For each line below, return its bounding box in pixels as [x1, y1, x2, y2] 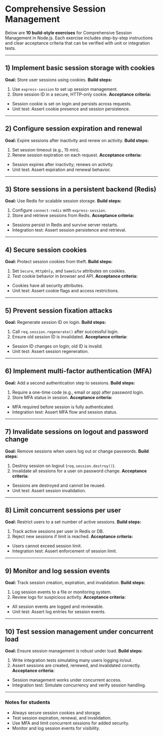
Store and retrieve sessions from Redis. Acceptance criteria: [12, 213, 134, 218]
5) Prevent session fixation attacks [5, 306, 113, 315]
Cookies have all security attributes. [12, 283, 84, 288]
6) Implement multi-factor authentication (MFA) [5, 367, 152, 375]
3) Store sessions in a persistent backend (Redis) [5, 185, 157, 193]
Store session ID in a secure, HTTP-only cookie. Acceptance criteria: [12, 91, 151, 97]
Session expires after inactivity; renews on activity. [12, 161, 114, 167]
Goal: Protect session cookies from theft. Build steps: [5, 259, 113, 265]
